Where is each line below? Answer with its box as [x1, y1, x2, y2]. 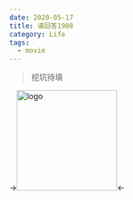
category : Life [9, 29, 66, 38]
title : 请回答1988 [9, 21, 74, 30]
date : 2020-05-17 [9, 12, 74, 22]
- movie [17, 46, 46, 55]
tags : [9, 37, 29, 47]
